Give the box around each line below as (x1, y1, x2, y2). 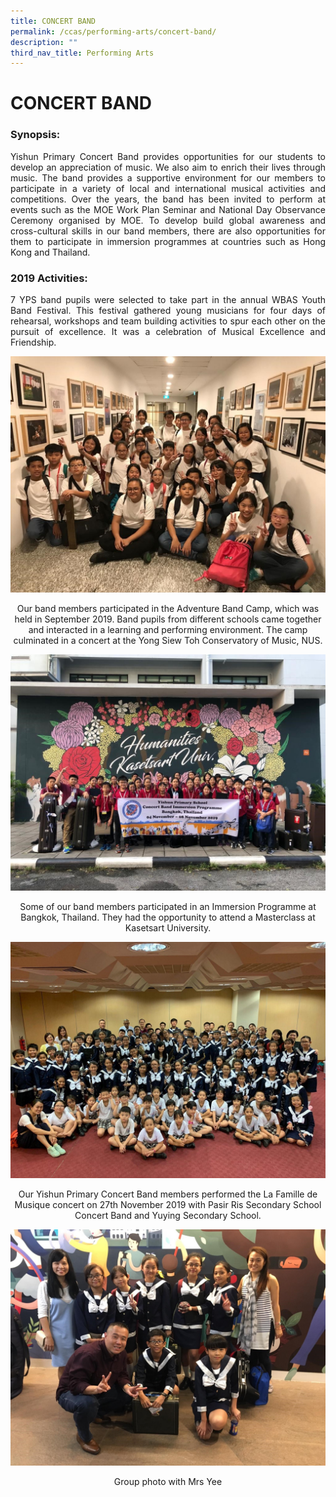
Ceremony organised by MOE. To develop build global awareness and (10, 214, 326, 226)
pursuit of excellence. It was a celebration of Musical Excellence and (10, 326, 326, 338)
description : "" (10, 37, 78, 47)
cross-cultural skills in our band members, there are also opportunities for (10, 225, 326, 237)
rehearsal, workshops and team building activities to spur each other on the (10, 315, 326, 327)
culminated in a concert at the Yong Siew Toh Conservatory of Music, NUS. (13, 635, 323, 647)
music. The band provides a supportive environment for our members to (10, 171, 326, 184)
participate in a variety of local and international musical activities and (10, 182, 326, 194)
